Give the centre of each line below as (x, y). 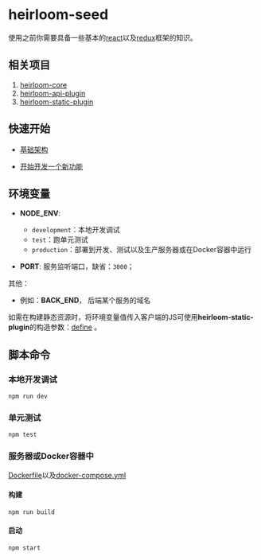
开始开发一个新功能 (51, 166)
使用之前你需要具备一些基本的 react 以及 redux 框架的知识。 (103, 37)
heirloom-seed (58, 15)
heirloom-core (43, 84)
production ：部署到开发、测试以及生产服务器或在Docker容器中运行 (142, 250)
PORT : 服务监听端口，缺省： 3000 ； (77, 266)
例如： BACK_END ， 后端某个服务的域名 (85, 301)
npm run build (32, 512)
